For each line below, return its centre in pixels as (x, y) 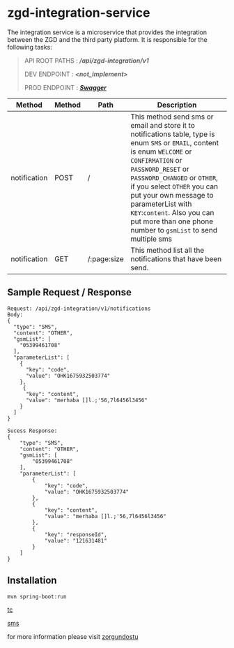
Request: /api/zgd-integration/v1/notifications (79, 309)
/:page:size (106, 258)
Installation (32, 581)
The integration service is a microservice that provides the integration (107, 32)
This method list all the (167, 250)
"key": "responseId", (76, 535)
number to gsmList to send (174, 230)
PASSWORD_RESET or (160, 169)
